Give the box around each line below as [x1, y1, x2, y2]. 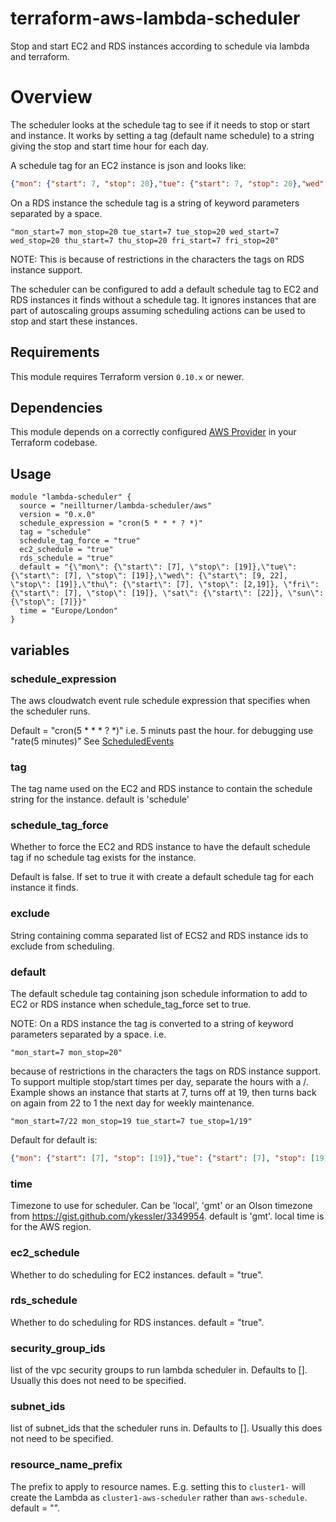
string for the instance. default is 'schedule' [10, 793, 190, 806]
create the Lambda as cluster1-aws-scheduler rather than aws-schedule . [10, 1491, 308, 1503]
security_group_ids [10, 1341, 106, 1355]
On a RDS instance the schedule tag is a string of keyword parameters [10, 197, 300, 209]
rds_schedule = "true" [19, 553, 114, 564]
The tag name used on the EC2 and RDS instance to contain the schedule [10, 783, 313, 795]
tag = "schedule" [19, 527, 92, 537]
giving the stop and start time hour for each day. [10, 140, 210, 152]
